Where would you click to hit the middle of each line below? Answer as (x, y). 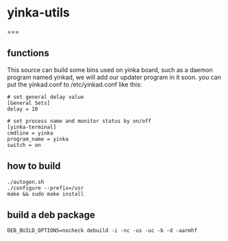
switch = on (24, 145)
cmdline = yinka (30, 133)
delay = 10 (23, 109)
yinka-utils (39, 13)
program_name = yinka (38, 139)
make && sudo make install (46, 194)
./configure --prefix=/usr (46, 188)
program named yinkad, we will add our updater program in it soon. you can (114, 77)
